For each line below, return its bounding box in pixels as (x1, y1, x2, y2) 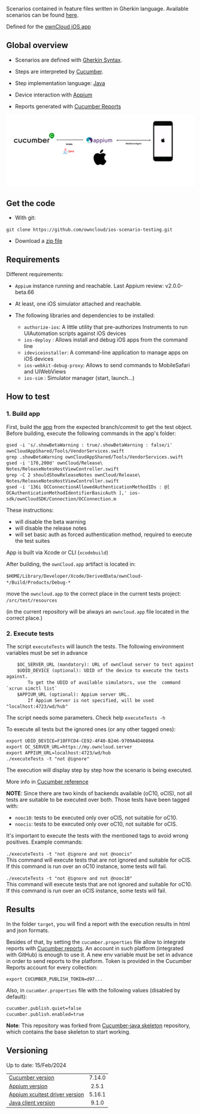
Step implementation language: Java (14, 79, 105, 86)
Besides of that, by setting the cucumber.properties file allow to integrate (6, 938, 186, 946)
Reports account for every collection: (6, 964, 98, 971)
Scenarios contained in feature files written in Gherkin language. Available (6, 5, 189, 12)
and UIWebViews (23, 368, 66, 375)
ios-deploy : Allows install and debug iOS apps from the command (23, 336, 188, 343)
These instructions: (6, 506, 54, 514)
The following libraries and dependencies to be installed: (14, 312, 155, 319)
